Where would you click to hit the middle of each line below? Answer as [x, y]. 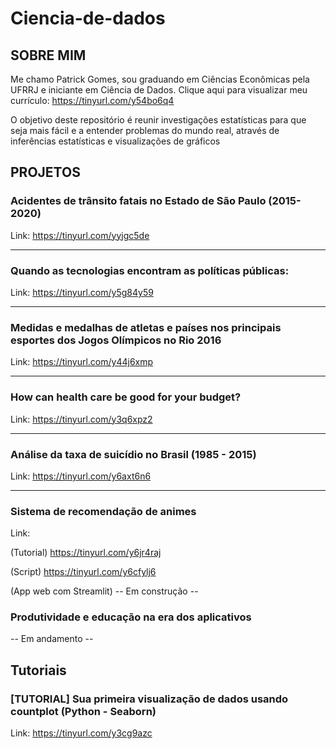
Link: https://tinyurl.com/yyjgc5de [80, 235]
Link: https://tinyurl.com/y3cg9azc [81, 733]
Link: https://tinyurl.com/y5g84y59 [82, 292]
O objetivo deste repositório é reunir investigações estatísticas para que [158, 120]
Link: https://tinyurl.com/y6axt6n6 [81, 476]
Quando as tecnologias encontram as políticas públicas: [150, 270]
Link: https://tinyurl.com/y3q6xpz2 [81, 419]
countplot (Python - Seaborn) [83, 711]
